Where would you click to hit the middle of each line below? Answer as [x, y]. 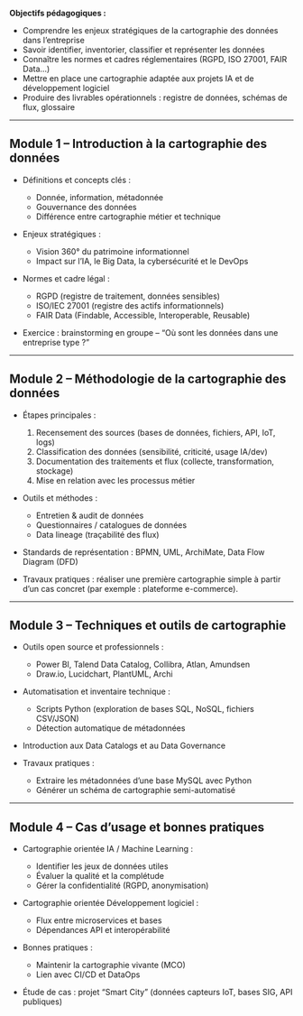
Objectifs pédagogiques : [58, 13]
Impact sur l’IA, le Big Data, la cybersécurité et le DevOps [142, 261]
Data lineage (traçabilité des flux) [97, 534]
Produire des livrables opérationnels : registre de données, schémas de [155, 97]
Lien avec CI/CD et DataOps [88, 974]
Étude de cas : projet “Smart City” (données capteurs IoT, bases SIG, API [157, 993]
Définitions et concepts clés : [77, 180]
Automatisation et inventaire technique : [96, 692]
